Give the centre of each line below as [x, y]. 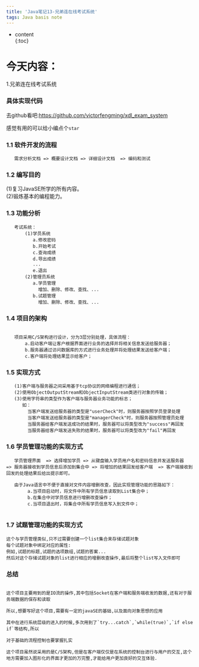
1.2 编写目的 [23, 175]
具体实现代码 [25, 101]
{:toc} [22, 41]
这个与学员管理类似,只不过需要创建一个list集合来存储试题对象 [72, 539]
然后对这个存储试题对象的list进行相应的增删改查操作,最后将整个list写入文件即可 [93, 558]
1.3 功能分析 [23, 214]
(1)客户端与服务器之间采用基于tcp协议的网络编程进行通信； [77, 386]
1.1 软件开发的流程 [32, 145]
